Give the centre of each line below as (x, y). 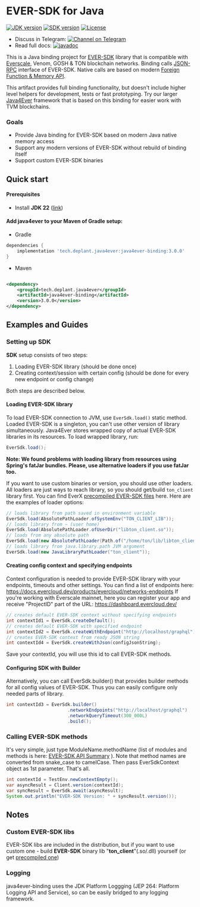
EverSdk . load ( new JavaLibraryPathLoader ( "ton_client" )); (78, 552)
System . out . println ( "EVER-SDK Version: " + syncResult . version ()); (92, 796)
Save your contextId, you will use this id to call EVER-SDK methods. (89, 654)
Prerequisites (23, 195)
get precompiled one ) (33, 857)
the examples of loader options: (45, 502)
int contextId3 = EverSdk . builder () (51, 705)
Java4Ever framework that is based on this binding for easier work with (94, 100)
